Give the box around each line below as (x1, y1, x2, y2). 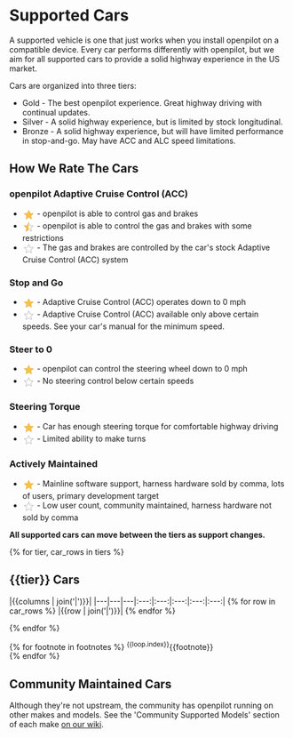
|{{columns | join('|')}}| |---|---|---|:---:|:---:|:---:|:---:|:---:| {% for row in (9, 596, 276, 606)
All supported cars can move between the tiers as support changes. (9, 529, 266, 540)
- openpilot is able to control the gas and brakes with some (36, 220, 252, 231)
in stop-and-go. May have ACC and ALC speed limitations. (21, 135, 236, 146)
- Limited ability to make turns (36, 433, 146, 444)
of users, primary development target (21, 490, 160, 501)
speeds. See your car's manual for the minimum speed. (21, 321, 225, 332)
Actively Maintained (9, 458, 99, 470)
